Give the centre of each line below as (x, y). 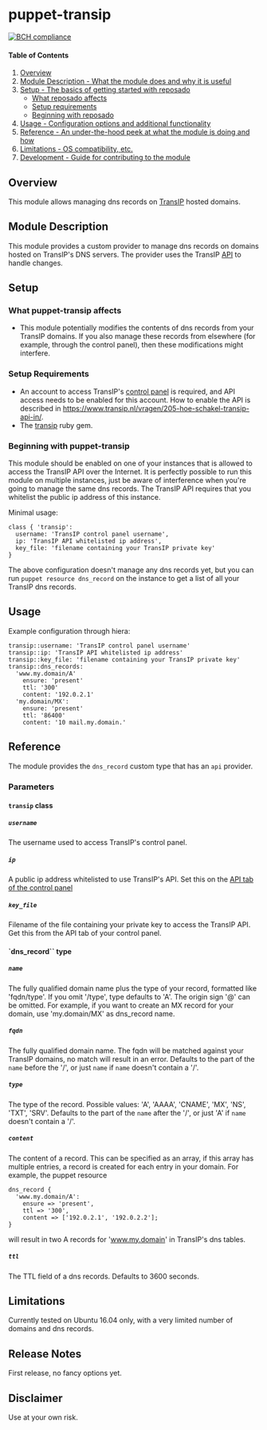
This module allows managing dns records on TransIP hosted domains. (124, 202)
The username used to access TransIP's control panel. (98, 843)
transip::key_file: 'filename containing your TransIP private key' (124, 659)
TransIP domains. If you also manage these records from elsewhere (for (137, 336)
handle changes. (36, 263)
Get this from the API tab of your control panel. (85, 933)
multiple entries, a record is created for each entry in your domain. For (124, 1166)
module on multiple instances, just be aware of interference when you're (128, 481)
